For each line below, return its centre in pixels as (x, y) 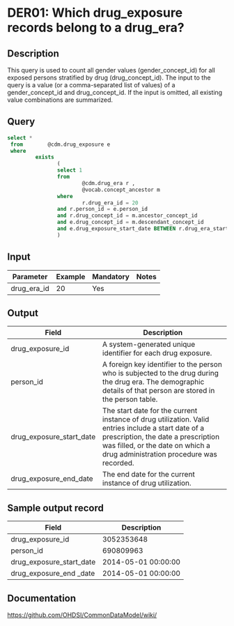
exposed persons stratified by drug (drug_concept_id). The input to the (109, 77)
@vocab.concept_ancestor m (121, 190)
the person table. (130, 399)
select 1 (69, 170)
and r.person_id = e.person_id (102, 209)
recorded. (118, 463)
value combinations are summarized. (60, 100)
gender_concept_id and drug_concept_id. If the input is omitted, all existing (115, 92)
